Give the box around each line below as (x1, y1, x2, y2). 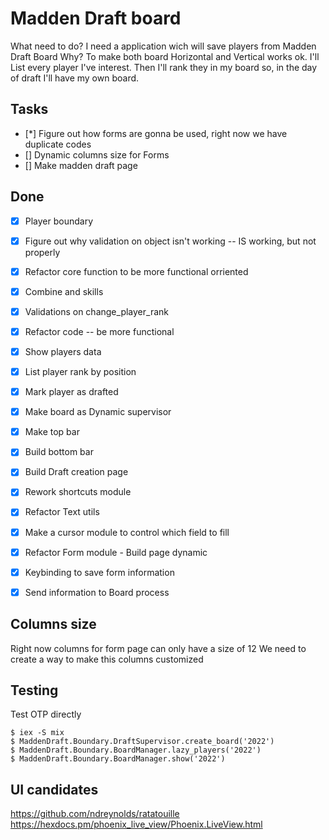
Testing (10, 682, 59, 699)
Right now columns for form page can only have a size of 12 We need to (10, 642, 307, 654)
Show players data (24, 345, 102, 357)
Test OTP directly (10, 708, 82, 721)
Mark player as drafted (24, 386, 119, 398)
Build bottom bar (24, 446, 94, 458)
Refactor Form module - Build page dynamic (24, 546, 208, 558)
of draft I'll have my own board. (10, 72, 140, 84)
